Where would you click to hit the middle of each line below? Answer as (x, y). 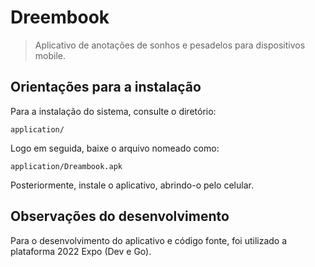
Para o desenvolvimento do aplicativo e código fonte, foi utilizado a (149, 240)
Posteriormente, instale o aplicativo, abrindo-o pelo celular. (132, 185)
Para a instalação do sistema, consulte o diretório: (113, 111)
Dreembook (60, 17)
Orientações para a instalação (106, 87)
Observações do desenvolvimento (120, 216)
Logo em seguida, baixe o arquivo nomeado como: (115, 148)
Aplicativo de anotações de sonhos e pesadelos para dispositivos (170, 45)
